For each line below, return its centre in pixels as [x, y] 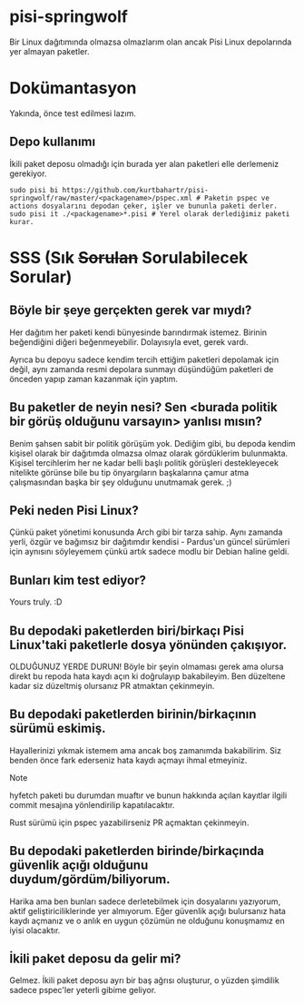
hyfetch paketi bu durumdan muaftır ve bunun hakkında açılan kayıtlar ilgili [148, 795]
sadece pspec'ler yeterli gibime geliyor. [83, 990]
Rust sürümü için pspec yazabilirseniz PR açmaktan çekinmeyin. [129, 822]
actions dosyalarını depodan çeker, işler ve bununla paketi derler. [144, 206]
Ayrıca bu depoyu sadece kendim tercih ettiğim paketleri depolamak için [144, 359]
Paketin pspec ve [237, 198]
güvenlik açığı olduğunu [79, 866]
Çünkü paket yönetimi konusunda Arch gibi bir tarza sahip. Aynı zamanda [146, 532]
